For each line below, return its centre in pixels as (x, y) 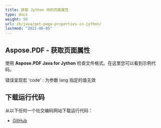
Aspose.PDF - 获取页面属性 (48, 50)
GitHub (20, 120)
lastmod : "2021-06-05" (29, 29)
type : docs (16, 15)
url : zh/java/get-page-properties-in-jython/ (53, 24)
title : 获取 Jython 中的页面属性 (37, 10)
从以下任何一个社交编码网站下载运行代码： (49, 110)
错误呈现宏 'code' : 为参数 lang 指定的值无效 (50, 80)
